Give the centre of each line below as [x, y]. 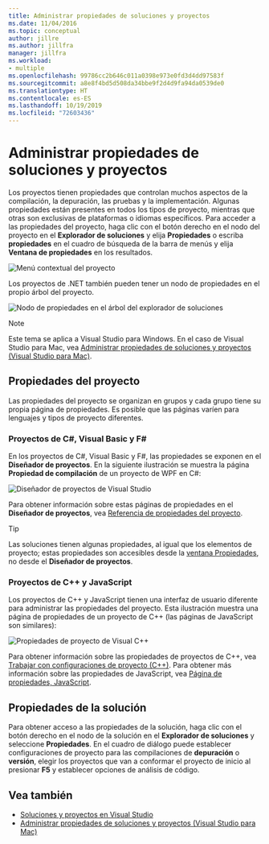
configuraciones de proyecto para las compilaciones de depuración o [124, 753]
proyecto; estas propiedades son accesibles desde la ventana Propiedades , [134, 553]
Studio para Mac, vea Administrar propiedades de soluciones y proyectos [130, 347]
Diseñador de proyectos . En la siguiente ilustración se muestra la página [129, 465]
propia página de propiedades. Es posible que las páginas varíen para [124, 409]
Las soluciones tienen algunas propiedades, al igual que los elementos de [130, 544]
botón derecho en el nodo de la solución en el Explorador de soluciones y [131, 736]
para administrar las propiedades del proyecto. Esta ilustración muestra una [133, 608]
